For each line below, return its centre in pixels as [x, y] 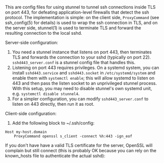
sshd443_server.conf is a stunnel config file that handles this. [74, 62]
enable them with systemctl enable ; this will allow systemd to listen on [83, 78]
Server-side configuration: [32, 43]
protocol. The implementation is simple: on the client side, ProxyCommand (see [82, 17]
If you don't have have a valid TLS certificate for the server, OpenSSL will [79, 145]
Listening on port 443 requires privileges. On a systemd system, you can [85, 68]
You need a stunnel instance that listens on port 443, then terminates [82, 52]
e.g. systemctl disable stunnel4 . [46, 93]
